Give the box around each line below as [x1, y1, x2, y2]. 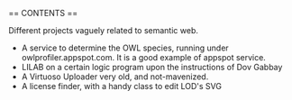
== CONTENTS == [8, 8, 78, 18]
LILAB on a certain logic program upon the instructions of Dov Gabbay [21, 62, 283, 72]
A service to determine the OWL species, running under [21, 42, 229, 53]
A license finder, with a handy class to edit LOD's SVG [21, 81, 223, 91]
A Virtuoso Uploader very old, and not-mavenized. [21, 71, 209, 82]
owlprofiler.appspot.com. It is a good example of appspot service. [21, 52, 267, 62]
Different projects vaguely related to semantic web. [8, 25, 199, 35]
